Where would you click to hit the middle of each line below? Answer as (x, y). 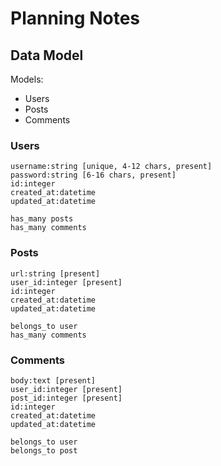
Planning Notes (75, 18)
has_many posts (42, 219)
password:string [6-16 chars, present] (93, 175)
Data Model (47, 55)
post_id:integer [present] (66, 398)
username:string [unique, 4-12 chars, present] (111, 167)
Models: (27, 79)
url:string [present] (55, 273)
